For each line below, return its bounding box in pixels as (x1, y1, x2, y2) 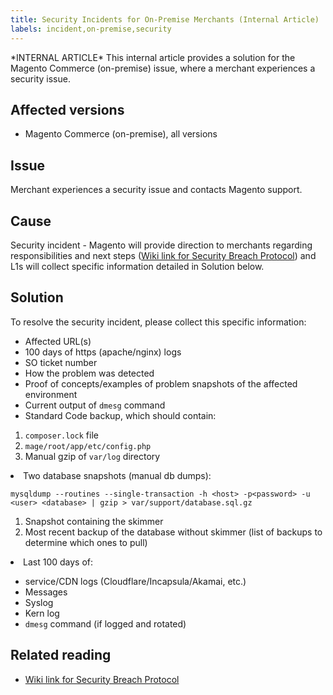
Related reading (10, 647, 112, 664)
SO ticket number (24, 356, 98, 368)
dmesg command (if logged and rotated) (24, 617, 187, 630)
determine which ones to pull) (24, 536, 148, 548)
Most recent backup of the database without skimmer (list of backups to (24, 526, 323, 538)
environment (24, 388, 78, 400)
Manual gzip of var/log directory (24, 450, 161, 462)
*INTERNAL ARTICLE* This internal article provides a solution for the (10, 51, 296, 63)
